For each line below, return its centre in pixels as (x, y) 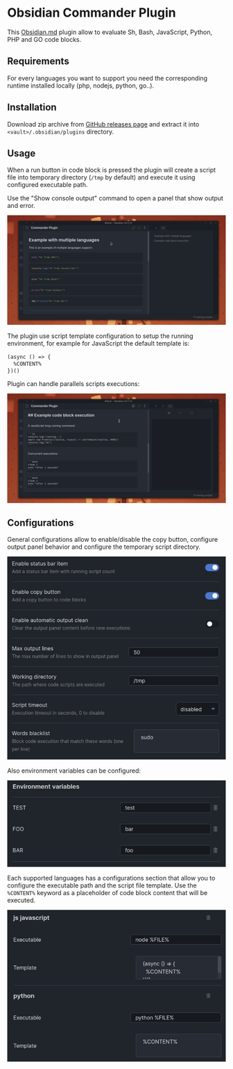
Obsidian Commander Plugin (92, 13)
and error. (21, 206)
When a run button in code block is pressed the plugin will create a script (112, 170)
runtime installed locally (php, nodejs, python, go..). (81, 86)
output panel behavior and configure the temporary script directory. (104, 547)
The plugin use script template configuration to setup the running (100, 336)
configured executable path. (48, 185)
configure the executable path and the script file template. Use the (102, 885)
